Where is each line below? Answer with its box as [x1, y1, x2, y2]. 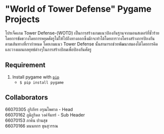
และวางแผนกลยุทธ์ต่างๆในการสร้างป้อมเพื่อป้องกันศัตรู [5, 46, 92, 52]
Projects [5, 14, 40, 25]
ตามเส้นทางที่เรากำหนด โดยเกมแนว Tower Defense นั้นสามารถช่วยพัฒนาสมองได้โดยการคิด [5, 41, 158, 47]
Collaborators [5, 93, 48, 102]
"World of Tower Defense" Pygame [5, 3, 152, 15]
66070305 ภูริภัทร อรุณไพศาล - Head [5, 106, 73, 112]
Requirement [5, 61, 46, 69]
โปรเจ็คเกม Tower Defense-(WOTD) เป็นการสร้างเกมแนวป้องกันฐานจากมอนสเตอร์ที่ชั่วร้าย [5, 30, 160, 36]
